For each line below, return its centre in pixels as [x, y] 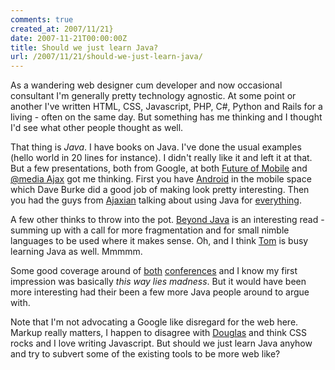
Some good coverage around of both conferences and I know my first [154, 271]
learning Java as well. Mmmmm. [76, 252]
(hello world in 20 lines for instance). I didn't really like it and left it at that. [161, 158]
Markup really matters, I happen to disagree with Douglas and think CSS [159, 333]
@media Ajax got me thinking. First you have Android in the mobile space [161, 179]
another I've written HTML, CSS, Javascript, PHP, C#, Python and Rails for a [166, 107]
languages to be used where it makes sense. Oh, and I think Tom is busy [159, 241]
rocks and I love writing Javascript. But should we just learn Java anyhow [161, 343]
